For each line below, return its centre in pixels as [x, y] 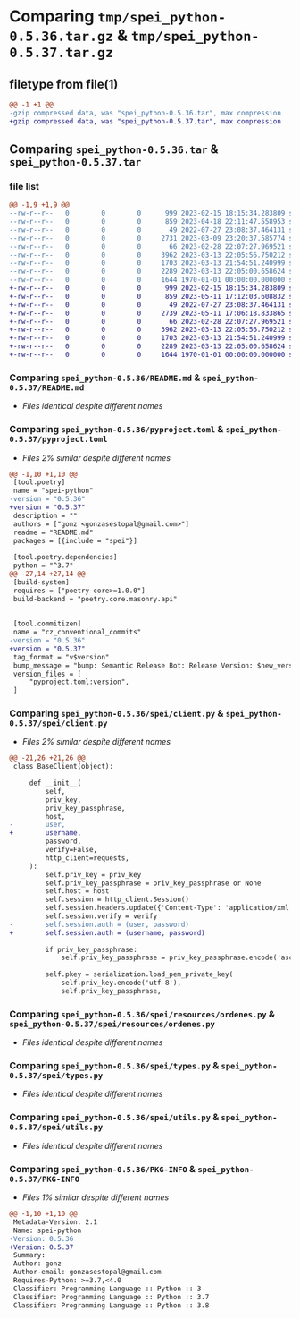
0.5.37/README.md [47, 387]
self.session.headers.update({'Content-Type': [133, 908]
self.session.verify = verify [101, 916]
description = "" [45, 515]
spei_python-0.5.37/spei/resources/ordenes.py [112, 1024]
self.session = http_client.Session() [117, 900]
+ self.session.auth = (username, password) [107, 932]
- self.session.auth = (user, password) [100, 924]
